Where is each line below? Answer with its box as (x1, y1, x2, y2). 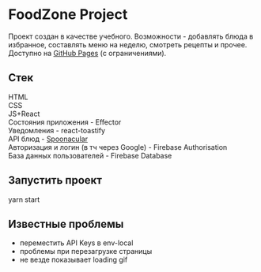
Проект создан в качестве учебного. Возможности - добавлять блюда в (8, 32, 254, 41)
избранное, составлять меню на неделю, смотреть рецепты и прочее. (8, 39, 248, 49)
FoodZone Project (8, 6, 128, 24)
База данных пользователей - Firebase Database (8, 151, 172, 160)
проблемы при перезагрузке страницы (19, 247, 153, 256)
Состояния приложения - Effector (8, 117, 122, 127)
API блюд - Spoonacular (8, 134, 89, 143)
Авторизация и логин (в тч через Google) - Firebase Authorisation (8, 142, 228, 151)
